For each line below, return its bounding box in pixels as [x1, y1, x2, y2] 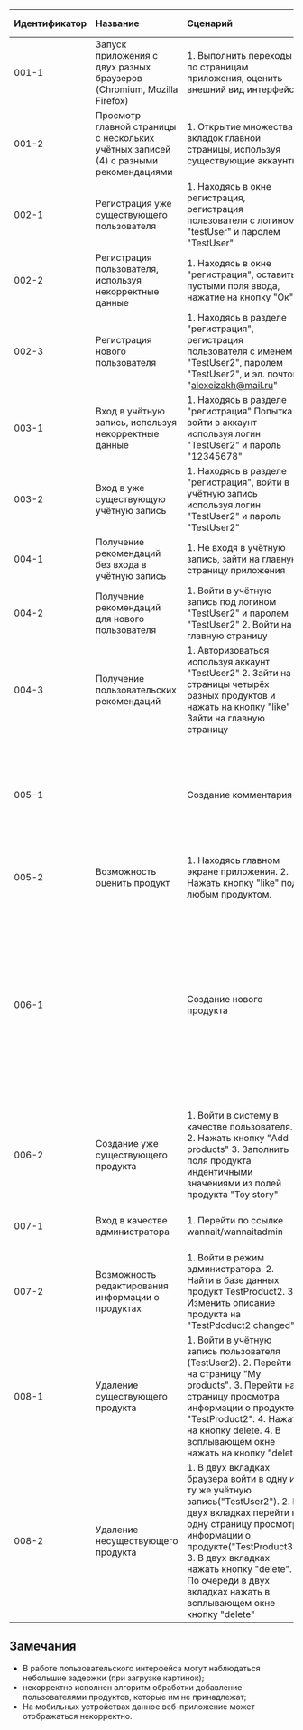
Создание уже [95, 1138, 160, 1149]
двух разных [95, 60, 151, 73]
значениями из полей [187, 1177, 282, 1189]
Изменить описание [187, 1297, 276, 1308]
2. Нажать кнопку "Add [187, 1132, 289, 1144]
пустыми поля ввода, [187, 280, 280, 292]
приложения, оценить [187, 72, 283, 84]
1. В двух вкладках [187, 1462, 271, 1474]
